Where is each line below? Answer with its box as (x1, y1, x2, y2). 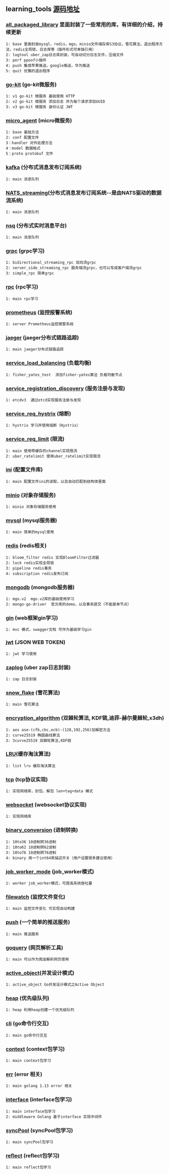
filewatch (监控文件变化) (6, 893, 66, 900)
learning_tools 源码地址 (6, 5, 80, 14)
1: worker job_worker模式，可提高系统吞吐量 (6, 881, 92, 886)
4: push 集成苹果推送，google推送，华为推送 (6, 63, 90, 68)
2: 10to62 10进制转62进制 (6, 845, 57, 850)
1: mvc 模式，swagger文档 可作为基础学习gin (6, 627, 92, 632)
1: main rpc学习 (6, 296, 38, 301)
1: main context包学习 (6, 1058, 51, 1063)
